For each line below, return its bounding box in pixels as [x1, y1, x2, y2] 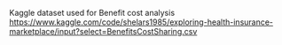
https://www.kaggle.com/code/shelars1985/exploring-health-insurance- [9, 17, 273, 27]
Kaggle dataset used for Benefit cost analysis [9, 8, 176, 18]
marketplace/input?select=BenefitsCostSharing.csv [9, 26, 198, 36]
